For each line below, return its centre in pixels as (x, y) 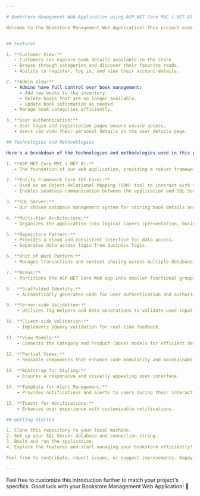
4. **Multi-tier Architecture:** (48, 218)
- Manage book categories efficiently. (63, 110)
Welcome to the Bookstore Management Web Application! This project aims (100, 27)
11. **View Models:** (33, 337)
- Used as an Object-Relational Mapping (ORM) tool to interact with (102, 185)
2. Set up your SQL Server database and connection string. (82, 436)
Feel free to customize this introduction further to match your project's (93, 480)
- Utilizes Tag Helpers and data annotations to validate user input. (106, 311)
